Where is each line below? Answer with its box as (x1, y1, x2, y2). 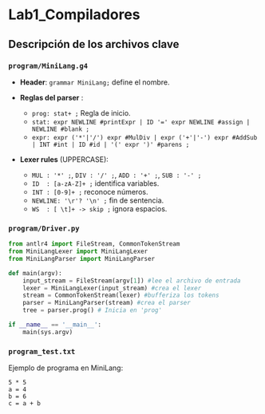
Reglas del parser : (19, 93, 84, 102)
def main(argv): (8, 269, 62, 277)
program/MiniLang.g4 (8, 61, 89, 70)
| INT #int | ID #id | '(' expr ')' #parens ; (31, 140, 190, 148)
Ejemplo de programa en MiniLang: (8, 363, 124, 373)
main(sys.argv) (22, 328, 73, 336)
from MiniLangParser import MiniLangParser (8, 254, 156, 262)
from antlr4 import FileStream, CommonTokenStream (8, 240, 180, 248)
